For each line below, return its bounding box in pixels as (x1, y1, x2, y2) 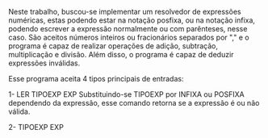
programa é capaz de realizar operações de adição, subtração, (8, 41, 218, 51)
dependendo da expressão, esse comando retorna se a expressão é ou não (8, 98, 260, 107)
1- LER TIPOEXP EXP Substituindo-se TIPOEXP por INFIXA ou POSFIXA (8, 90, 245, 99)
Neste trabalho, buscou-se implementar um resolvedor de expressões (8, 7, 241, 16)
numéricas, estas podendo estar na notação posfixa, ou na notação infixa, (8, 15, 256, 25)
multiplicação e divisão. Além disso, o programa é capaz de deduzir (8, 50, 234, 59)
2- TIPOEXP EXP (8, 123, 65, 132)
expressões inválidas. (8, 58, 81, 68)
